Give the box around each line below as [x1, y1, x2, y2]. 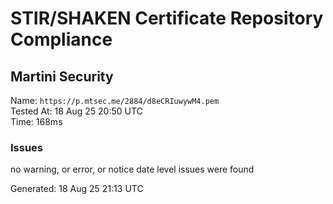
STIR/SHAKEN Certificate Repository [10, 7, 324, 30]
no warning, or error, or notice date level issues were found [10, 163, 255, 176]
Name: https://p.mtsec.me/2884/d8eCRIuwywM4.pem [10, 95, 220, 106]
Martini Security [10, 68, 114, 85]
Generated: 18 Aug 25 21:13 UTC [10, 183, 144, 195]
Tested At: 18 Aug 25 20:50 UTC [10, 105, 143, 117]
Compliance [10, 28, 113, 51]
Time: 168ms [10, 116, 63, 127]
